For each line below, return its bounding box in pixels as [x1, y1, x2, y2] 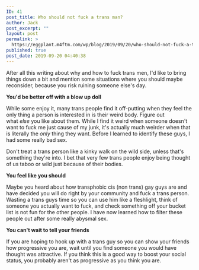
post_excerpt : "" [6, 25, 49, 31]
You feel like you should [6, 171, 66, 179]
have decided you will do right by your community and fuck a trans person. [6, 189, 190, 196]
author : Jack [6, 20, 38, 26]
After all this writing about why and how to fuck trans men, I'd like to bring [6, 69, 187, 76]
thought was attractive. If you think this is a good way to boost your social [6, 250, 187, 258]
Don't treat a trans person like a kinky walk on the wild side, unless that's [6, 148, 184, 155]
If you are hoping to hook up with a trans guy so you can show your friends [6, 238, 190, 245]
